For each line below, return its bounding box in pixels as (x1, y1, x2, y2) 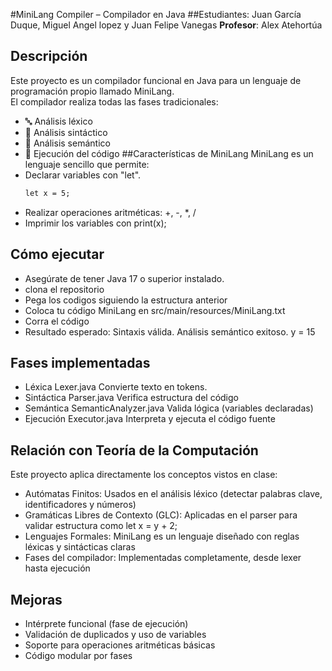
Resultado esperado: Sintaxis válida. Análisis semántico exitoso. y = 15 (24, 325, 316, 338)
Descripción (10, 48, 88, 65)
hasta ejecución (24, 562, 91, 574)
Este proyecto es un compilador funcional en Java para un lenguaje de (10, 74, 302, 86)
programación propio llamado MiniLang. (10, 85, 175, 97)
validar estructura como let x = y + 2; (24, 520, 178, 532)
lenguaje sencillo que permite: (24, 158, 150, 170)
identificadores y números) (24, 499, 137, 511)
